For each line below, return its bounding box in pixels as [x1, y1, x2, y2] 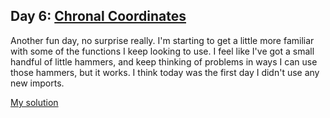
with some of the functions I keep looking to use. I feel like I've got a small [10, 45, 315, 57]
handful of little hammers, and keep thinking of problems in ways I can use [10, 55, 318, 68]
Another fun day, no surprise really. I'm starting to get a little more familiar [10, 34, 315, 46]
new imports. [10, 77, 65, 89]
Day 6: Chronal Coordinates [10, 8, 187, 25]
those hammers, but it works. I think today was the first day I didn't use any [10, 66, 320, 78]
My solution [10, 96, 59, 108]
